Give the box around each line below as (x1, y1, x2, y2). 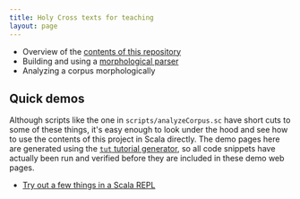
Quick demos (9, 91, 85, 106)
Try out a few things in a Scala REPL (21, 180, 156, 191)
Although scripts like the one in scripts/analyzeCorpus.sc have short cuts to (9, 115, 291, 125)
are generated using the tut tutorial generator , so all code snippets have (9, 143, 276, 154)
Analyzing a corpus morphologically (21, 65, 156, 76)
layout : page (9, 22, 58, 30)
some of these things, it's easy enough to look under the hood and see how (9, 125, 288, 135)
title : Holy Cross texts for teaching (9, 13, 154, 22)
